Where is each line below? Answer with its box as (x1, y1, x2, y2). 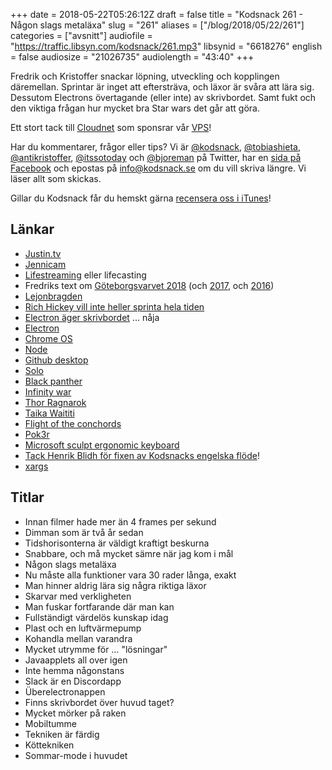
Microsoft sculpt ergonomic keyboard (24, 439, 180, 451)
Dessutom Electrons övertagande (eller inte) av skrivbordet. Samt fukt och (10, 92, 317, 103)
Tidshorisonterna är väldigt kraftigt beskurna (24, 537, 210, 549)
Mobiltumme (24, 717, 77, 729)
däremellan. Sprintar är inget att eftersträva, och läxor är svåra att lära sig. (10, 81, 315, 93)
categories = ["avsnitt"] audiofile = (10, 30, 153, 41)
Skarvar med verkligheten (24, 590, 132, 602)
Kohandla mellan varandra (24, 632, 133, 644)
